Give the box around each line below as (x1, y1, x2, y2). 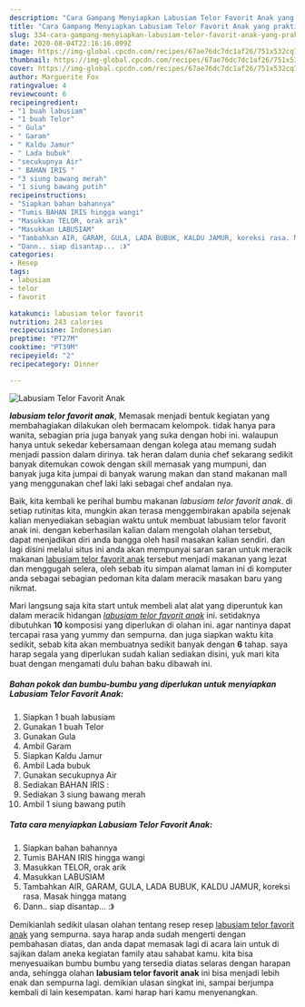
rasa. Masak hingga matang (22, 891, 127, 901)
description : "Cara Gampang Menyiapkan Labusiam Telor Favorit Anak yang (9, 13, 295, 23)
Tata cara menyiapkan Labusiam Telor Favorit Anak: (9, 820, 213, 831)
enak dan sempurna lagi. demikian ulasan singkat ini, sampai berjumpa (9, 977, 274, 988)
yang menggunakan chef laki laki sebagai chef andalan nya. (9, 478, 233, 488)
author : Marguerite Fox (9, 73, 100, 82)
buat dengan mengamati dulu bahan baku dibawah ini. (9, 658, 213, 669)
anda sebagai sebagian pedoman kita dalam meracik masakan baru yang (9, 572, 283, 583)
